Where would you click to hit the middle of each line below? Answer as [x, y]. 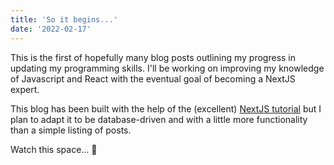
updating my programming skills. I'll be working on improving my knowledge [167, 68]
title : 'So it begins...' [64, 19]
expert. [25, 89]
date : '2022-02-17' [51, 29]
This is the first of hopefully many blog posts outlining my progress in [153, 57]
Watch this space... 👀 [54, 149]
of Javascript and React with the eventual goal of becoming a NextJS [153, 78]
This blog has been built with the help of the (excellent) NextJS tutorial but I [166, 108]
